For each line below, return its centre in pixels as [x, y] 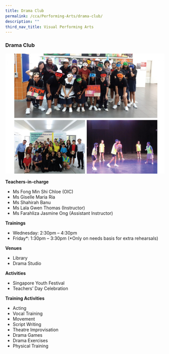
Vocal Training [28, 313]
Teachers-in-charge [27, 182]
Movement [24, 319]
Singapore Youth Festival [38, 283]
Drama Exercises [30, 340]
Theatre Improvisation [35, 330]
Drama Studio [27, 263]
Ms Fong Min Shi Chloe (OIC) [43, 191]
